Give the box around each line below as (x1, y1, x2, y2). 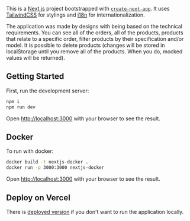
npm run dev (6, 104, 36, 110)
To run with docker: (6, 148, 54, 155)
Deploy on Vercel (6, 193, 71, 203)
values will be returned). (6, 55, 65, 61)
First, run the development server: (6, 87, 89, 94)
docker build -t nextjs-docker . (6, 159, 89, 165)
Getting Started (6, 71, 65, 82)
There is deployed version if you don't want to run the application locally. (6, 208, 184, 215)
